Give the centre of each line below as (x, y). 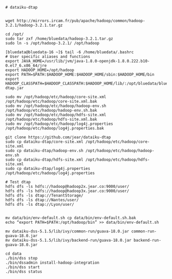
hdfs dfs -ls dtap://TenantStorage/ (44, 196)
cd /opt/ (15, 34)
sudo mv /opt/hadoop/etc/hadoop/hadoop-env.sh (56, 106)
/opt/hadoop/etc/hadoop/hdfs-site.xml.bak (51, 119)
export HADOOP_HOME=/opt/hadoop (40, 70)
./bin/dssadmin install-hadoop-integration (52, 263)
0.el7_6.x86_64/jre (26, 66)
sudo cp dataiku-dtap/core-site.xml (44, 142)
